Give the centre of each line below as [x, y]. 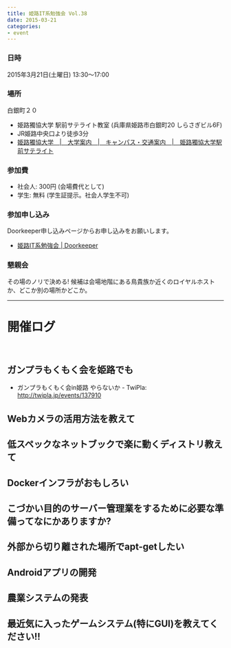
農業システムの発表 [48, 598]
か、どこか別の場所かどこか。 [49, 290]
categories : [24, 26]
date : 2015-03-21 [32, 20]
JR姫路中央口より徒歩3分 [53, 133]
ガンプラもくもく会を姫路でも [70, 370]
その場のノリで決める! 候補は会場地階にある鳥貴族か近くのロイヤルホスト [111, 281]
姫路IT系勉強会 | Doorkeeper [57, 246]
